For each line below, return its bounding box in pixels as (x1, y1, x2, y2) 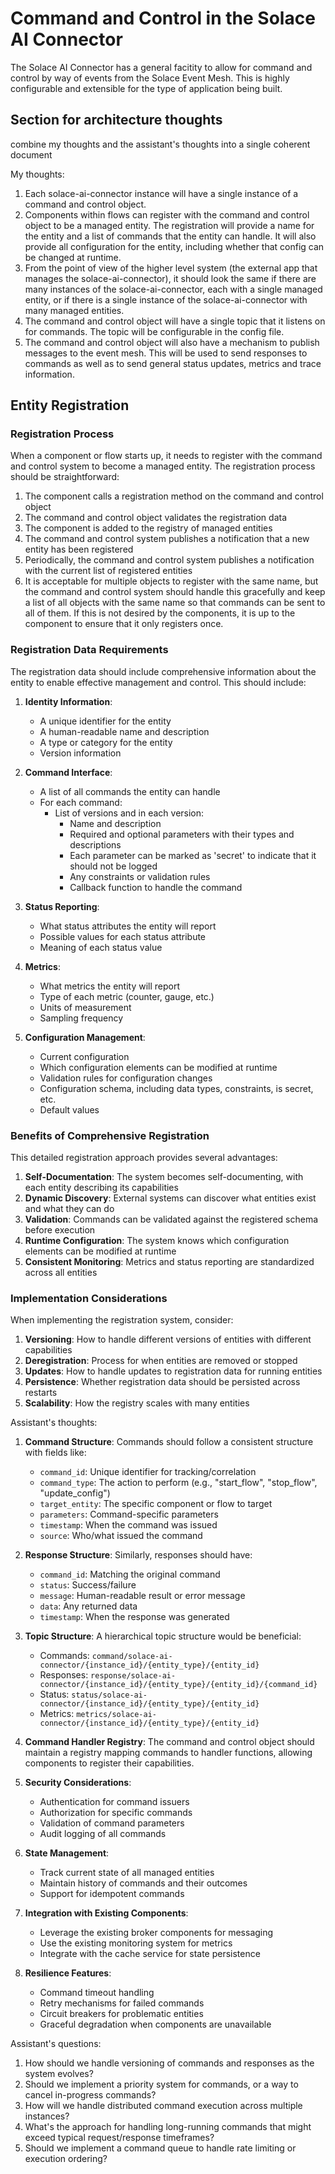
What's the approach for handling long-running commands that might (24, 2121, 312, 2133)
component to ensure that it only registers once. (24, 618, 224, 630)
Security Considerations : (24, 1777, 132, 1789)
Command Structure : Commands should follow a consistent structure (24, 1436, 314, 1448)
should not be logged (69, 860, 158, 872)
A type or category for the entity (39, 736, 173, 748)
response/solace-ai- (90, 1671, 177, 1681)
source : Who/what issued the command (39, 1530, 203, 1542)
